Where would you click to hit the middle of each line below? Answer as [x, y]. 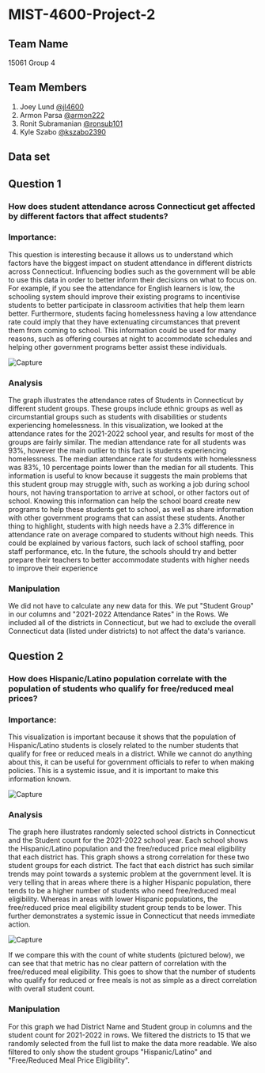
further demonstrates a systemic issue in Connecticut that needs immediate [132, 916]
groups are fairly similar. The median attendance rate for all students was [127, 442]
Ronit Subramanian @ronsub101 [71, 123]
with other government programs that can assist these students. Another [127, 518]
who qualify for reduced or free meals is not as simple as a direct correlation [132, 980]
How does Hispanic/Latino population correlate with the [118, 678]
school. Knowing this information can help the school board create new [125, 501]
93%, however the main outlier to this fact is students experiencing [117, 451]
